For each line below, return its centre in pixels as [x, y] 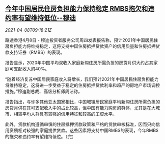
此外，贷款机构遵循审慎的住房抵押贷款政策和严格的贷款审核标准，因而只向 [80, 124]
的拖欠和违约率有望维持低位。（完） [41, 136]
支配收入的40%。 [31, 69]
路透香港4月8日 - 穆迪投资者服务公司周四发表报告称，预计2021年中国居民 [79, 40]
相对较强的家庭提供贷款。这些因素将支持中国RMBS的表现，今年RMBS [88, 130]
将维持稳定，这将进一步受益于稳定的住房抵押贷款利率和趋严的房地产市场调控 [82, 85]
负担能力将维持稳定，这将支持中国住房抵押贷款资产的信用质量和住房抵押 [82, 46]
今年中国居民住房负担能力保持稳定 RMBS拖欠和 [77, 9]
